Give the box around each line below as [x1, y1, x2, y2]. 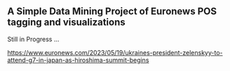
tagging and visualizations [7, 17, 126, 29]
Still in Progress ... [7, 35, 60, 43]
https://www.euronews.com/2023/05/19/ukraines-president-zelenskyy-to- [7, 48, 223, 56]
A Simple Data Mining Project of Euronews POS [7, 6, 217, 17]
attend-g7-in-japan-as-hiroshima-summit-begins [7, 56, 149, 64]
